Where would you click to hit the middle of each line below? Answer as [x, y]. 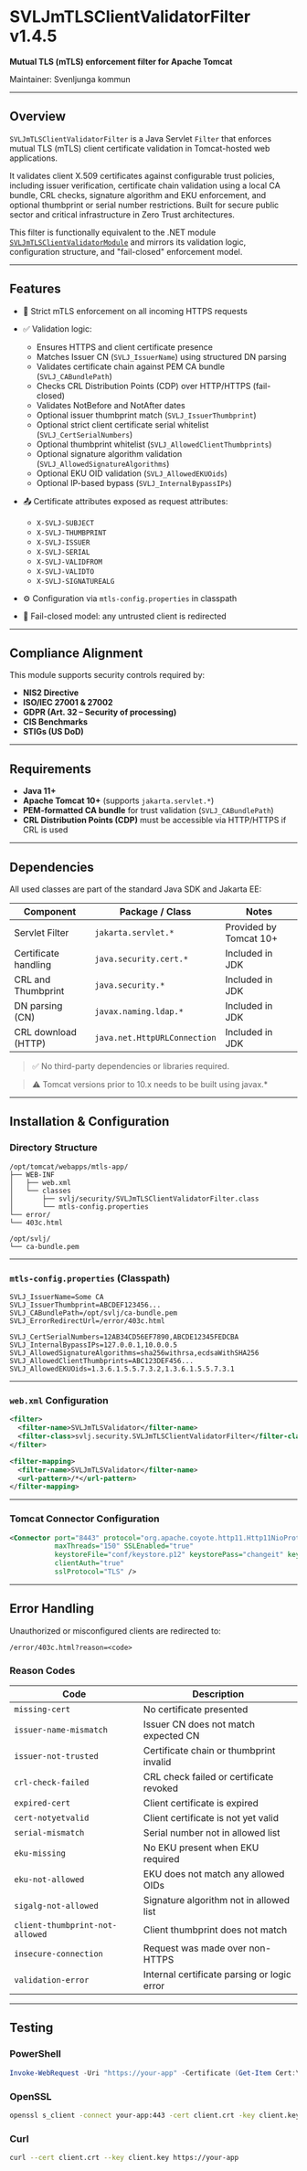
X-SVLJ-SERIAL [63, 552]
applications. [33, 158]
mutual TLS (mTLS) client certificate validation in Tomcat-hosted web [140, 148]
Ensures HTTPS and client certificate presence [124, 347]
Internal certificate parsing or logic [217, 1975]
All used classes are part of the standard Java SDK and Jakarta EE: [136, 889]
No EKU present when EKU [201, 1848]
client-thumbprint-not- [66, 1926]
